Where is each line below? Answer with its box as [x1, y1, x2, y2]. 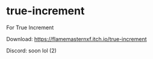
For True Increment [6, 24, 54, 31]
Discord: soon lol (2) [6, 46, 57, 54]
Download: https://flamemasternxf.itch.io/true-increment [6, 35, 147, 42]
